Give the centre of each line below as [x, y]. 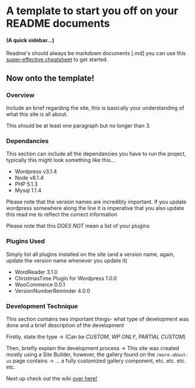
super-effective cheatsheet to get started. [57, 60]
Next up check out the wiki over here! [52, 378]
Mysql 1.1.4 [28, 190]
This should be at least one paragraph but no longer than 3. [79, 126]
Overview [20, 95]
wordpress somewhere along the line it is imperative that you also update [95, 208]
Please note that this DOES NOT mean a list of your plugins [78, 226]
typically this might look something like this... [61, 160]
